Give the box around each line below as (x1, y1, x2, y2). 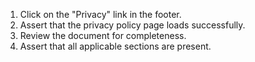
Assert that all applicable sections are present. (19, 40, 212, 52)
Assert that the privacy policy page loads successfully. (19, 19, 246, 31)
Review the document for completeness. (19, 30, 187, 41)
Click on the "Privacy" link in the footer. (19, 9, 182, 20)
